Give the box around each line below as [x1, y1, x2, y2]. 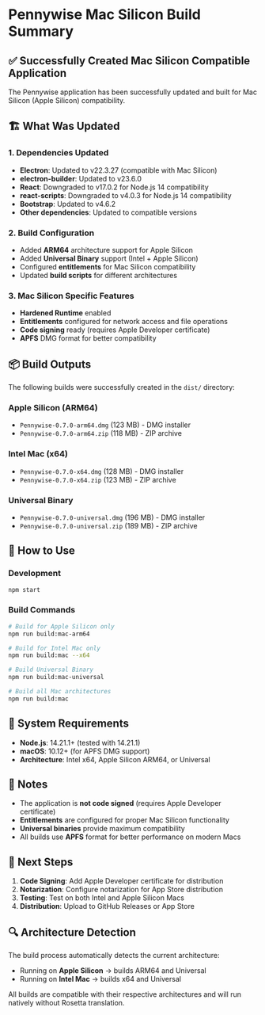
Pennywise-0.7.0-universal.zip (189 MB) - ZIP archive [19, 521, 198, 530]
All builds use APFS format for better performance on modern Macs [19, 832, 241, 841]
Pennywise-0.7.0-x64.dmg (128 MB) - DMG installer [19, 466, 184, 476]
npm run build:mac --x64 [8, 651, 90, 659]
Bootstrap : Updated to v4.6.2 [19, 199, 116, 208]
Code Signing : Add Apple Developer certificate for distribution [19, 876, 224, 886]
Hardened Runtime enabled [19, 308, 112, 318]
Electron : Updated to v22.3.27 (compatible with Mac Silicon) [19, 165, 218, 175]
